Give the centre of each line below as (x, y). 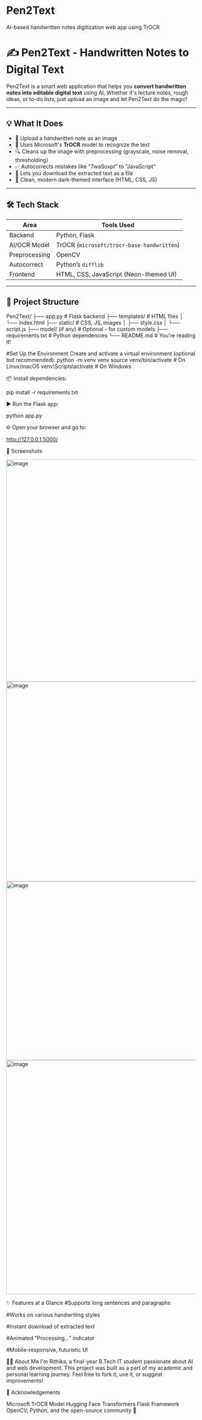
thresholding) (32, 160)
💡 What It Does (35, 124)
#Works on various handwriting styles (53, 1315)
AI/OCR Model (29, 244)
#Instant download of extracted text (50, 1327)
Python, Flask (75, 235)
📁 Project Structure (43, 302)
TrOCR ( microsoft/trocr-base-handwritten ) (118, 244)
